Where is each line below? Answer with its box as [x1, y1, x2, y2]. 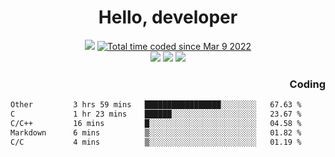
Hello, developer [98, 6, 238, 29]
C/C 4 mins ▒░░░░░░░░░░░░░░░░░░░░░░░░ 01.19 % [10, 137, 302, 147]
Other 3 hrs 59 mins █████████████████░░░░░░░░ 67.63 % [10, 100, 302, 110]
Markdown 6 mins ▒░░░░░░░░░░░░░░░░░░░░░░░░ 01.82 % [10, 127, 302, 138]
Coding [289, 77, 326, 91]
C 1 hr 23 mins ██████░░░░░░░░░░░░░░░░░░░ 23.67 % [10, 109, 302, 120]
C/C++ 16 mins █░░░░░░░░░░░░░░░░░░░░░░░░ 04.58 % [10, 118, 302, 128]
